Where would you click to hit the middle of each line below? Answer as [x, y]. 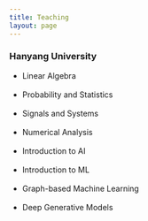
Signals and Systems [60, 113]
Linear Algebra [49, 75]
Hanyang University [53, 57]
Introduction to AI [54, 150]
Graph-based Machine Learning [80, 188]
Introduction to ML [56, 170]
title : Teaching [39, 17]
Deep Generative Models [67, 207]
